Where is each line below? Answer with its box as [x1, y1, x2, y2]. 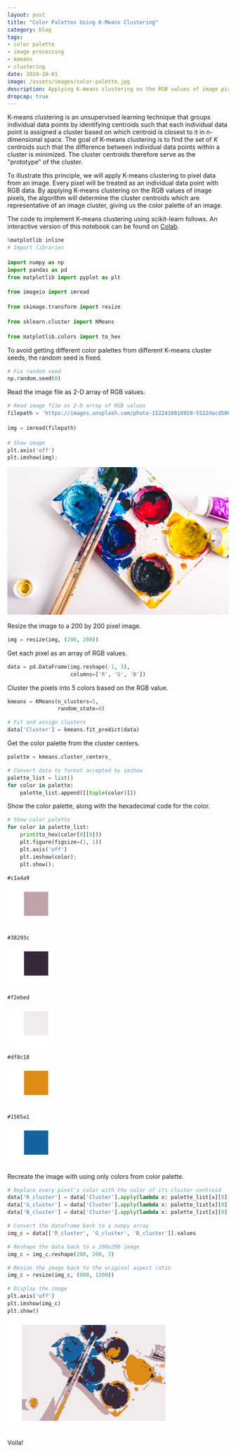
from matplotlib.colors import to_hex [7, 333, 121, 340]
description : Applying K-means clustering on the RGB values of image [7, 85, 218, 93]
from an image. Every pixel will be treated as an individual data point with [7, 179, 219, 188]
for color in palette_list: [7, 824, 90, 831]
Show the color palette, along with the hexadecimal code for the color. [7, 802, 211, 811]
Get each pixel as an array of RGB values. [7, 648, 128, 657]
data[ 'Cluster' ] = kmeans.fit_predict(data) [7, 726, 140, 733]
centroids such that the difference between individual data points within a [7, 143, 220, 151]
